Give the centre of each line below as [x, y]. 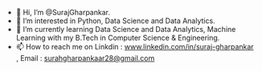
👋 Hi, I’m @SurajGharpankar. [63, 12]
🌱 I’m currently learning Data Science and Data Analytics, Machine [126, 29]
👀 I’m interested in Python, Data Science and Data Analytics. [115, 21]
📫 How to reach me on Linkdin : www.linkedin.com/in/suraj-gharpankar [135, 47]
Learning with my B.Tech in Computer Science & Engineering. [118, 37]
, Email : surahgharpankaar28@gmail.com [85, 58]
